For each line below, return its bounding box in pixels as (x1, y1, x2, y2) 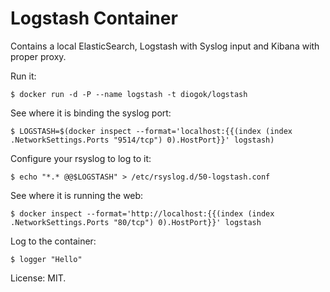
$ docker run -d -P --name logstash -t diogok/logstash (10, 89, 248, 99)
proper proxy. (10, 50, 67, 62)
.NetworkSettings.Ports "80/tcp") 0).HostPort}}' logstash (10, 217, 262, 227)
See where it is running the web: (10, 189, 144, 201)
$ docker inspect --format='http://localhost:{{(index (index (10, 208, 275, 219)
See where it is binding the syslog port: (10, 107, 172, 119)
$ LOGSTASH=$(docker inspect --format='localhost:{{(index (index (10, 126, 293, 136)
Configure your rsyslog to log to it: (10, 152, 152, 164)
